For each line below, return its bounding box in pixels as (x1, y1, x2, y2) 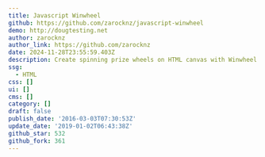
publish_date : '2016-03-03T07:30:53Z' (8, 115, 136, 123)
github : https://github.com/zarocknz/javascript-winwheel (8, 19, 204, 27)
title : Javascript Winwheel (8, 11, 102, 20)
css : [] (8, 78, 34, 86)
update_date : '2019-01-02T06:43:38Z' (8, 122, 133, 130)
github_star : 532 (8, 129, 66, 137)
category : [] (8, 100, 52, 108)
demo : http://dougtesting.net (8, 26, 109, 34)
